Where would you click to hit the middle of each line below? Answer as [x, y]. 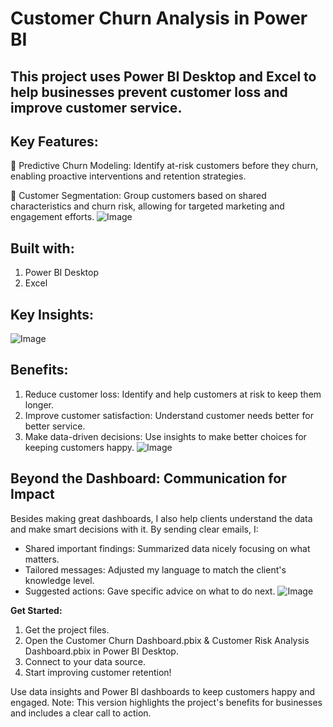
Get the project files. [67, 629]
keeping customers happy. [79, 447]
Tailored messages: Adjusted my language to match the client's [155, 569]
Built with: [42, 248]
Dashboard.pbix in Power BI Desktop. [101, 651]
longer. [39, 404]
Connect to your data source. [85, 661]
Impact [32, 494]
